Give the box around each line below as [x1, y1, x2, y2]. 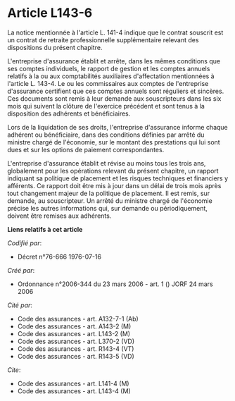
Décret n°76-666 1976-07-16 [17, 252, 102, 261]
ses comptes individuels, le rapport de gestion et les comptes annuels [7, 64, 210, 73]
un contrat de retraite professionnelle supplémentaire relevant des [7, 35, 199, 44]
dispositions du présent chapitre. [7, 43, 103, 51]
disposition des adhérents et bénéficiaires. [7, 109, 131, 118]
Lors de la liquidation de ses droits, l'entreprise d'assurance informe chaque [7, 123, 229, 131]
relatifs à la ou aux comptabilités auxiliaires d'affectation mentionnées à [7, 72, 215, 80]
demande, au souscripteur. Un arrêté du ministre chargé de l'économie [7, 196, 212, 205]
